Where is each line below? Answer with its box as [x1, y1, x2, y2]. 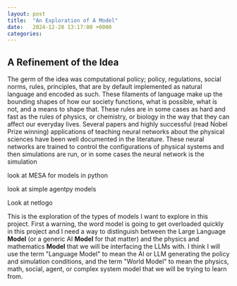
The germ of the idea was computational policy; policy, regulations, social [7, 75, 221, 83]
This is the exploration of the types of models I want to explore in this [7, 213, 208, 221]
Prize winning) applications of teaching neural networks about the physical [7, 128, 225, 136]
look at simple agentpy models [7, 185, 97, 193]
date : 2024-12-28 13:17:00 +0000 [7, 23, 112, 30]
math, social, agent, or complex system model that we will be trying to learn [7, 265, 227, 273]
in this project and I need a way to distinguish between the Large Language [7, 227, 226, 236]
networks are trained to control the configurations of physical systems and [7, 143, 224, 151]
